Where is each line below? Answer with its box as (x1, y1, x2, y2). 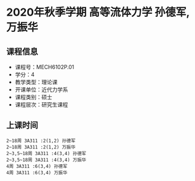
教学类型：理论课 (14, 79, 58, 85)
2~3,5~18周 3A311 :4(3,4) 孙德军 (6, 150, 87, 156)
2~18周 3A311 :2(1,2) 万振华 (6, 144, 76, 150)
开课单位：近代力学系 (14, 86, 68, 93)
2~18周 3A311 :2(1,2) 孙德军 (6, 138, 76, 144)
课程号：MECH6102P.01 (14, 64, 74, 70)
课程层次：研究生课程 (14, 101, 68, 108)
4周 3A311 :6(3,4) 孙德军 (6, 163, 68, 169)
